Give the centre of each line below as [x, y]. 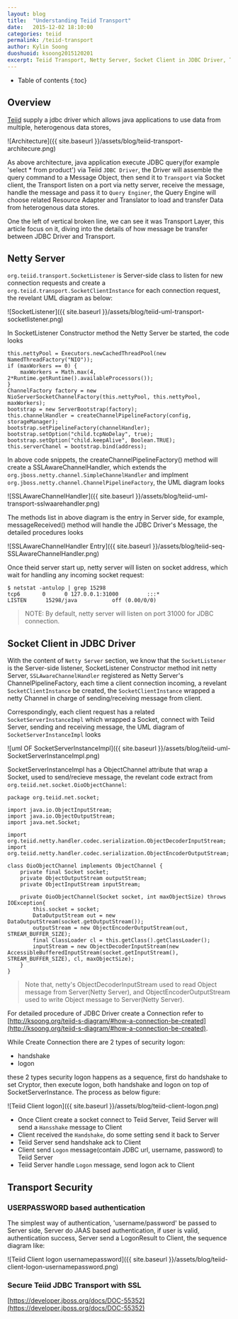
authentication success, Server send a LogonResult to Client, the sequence [117, 1237]
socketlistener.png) [35, 319]
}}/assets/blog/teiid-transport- [139, 141]
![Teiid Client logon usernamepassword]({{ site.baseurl [87, 1259]
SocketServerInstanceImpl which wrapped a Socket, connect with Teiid [111, 720]
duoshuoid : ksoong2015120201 [50, 54]
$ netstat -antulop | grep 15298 [57, 588]
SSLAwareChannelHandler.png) [53, 554]
